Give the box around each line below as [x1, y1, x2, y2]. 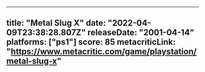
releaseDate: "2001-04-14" [87, 27, 195, 38]
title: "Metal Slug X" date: [6, 18, 106, 28]
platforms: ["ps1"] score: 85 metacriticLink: [6, 37, 176, 48]
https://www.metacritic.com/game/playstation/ [10, 46, 197, 57]
